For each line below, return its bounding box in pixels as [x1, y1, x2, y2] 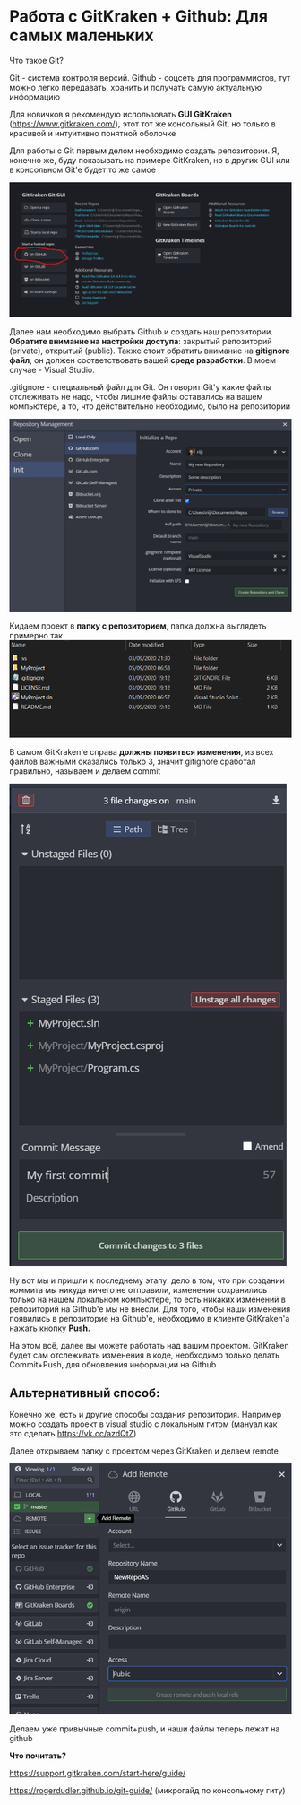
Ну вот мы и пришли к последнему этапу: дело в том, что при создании [9, 1275, 285, 1286]
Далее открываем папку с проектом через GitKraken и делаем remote [9, 1445, 279, 1456]
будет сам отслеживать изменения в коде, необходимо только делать [9, 1349, 280, 1360]
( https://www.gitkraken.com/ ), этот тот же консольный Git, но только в [9, 118, 276, 129]
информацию [9, 91, 61, 102]
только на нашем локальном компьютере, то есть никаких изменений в [9, 1294, 287, 1306]
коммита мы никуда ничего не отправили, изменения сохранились [9, 1285, 268, 1296]
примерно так [9, 629, 64, 640]
